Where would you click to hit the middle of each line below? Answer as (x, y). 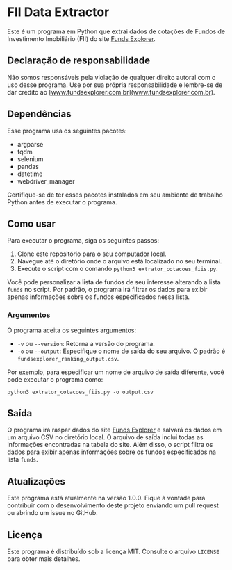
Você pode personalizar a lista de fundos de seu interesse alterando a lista (114, 282)
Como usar (32, 223)
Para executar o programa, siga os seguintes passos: (83, 241)
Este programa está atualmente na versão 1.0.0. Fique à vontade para (106, 498)
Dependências (39, 114)
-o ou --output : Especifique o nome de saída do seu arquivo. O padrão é (121, 351)
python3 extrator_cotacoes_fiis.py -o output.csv (81, 392)
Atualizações (36, 481)
